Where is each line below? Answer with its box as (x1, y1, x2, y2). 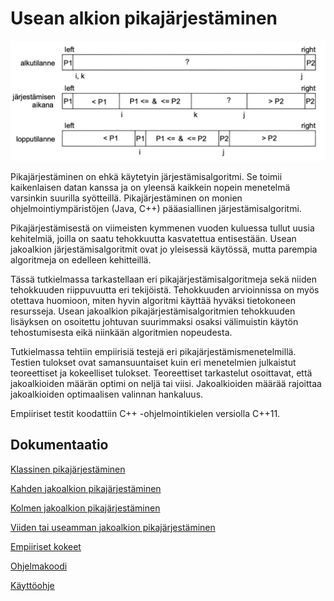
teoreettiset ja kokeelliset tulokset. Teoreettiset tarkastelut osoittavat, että (10, 367, 313, 379)
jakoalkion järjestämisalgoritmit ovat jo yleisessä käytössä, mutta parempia (10, 243, 318, 255)
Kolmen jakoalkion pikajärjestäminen (10, 502, 161, 514)
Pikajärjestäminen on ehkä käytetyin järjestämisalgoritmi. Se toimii (10, 170, 283, 182)
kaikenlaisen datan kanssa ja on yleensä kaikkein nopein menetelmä (10, 181, 291, 193)
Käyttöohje (10, 579, 55, 591)
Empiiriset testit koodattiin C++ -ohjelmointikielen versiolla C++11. (10, 407, 281, 419)
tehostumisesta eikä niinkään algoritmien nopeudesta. (10, 326, 233, 338)
